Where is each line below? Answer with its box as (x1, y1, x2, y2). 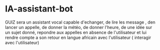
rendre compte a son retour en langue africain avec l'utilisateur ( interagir (5, 35, 151, 40)
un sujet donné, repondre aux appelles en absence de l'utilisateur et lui (5, 29, 147, 35)
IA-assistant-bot (5, 3, 73, 14)
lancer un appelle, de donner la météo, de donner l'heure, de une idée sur (5, 24, 153, 30)
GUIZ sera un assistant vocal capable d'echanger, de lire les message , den (5, 19, 156, 25)
